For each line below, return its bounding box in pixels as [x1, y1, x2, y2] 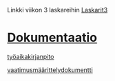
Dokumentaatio [7, 30, 98, 45]
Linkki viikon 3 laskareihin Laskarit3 [7, 6, 108, 14]
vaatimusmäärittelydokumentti [7, 65, 93, 74]
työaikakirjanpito [7, 52, 54, 60]
